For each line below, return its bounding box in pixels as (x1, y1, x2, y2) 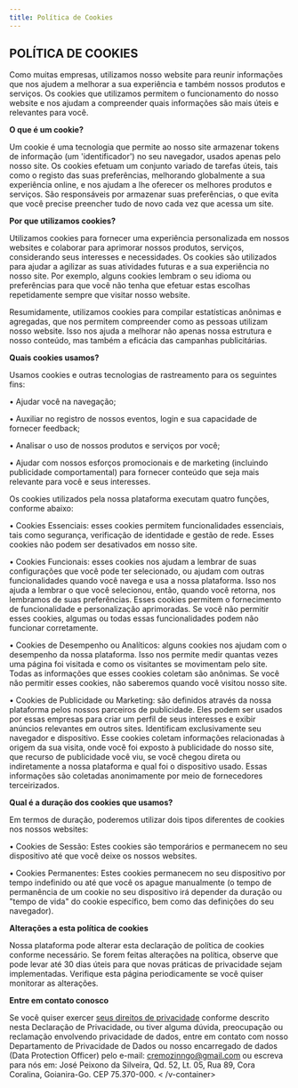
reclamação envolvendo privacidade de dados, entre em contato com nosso (9, 1031, 289, 1042)
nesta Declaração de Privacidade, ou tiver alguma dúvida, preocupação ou (9, 1022, 284, 1033)
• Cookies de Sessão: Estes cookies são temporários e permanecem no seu (9, 842, 288, 852)
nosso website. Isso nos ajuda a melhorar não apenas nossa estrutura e (9, 326, 273, 336)
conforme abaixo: (9, 504, 74, 514)
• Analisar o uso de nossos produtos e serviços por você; (9, 440, 221, 451)
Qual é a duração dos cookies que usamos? (9, 797, 173, 808)
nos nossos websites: (9, 824, 89, 834)
